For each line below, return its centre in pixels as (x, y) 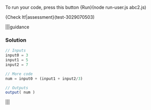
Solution (16, 40)
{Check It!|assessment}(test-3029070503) (50, 17)
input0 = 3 (17, 55)
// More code (19, 74)
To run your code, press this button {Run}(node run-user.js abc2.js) (76, 7)
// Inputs (16, 51)
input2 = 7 (17, 65)
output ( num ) (20, 93)
